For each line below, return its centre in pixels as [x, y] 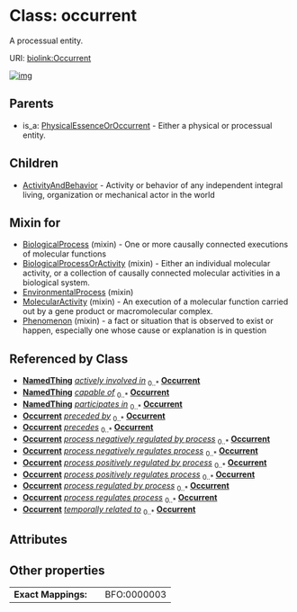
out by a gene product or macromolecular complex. [117, 311]
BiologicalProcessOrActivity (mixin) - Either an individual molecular [146, 264]
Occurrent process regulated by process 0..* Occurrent [126, 487]
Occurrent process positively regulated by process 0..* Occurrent [144, 463]
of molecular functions [64, 254]
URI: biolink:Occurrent [50, 58]
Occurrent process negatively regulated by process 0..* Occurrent [146, 440]
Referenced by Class [69, 359]
